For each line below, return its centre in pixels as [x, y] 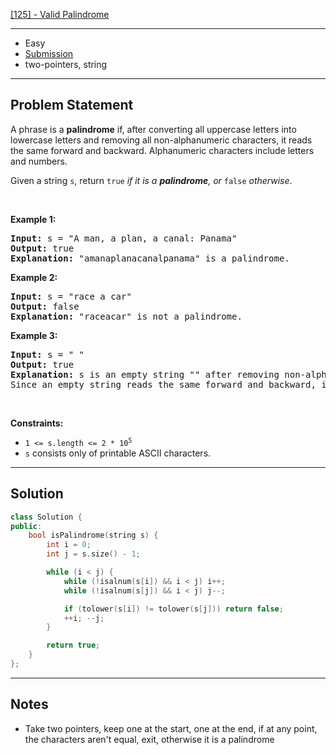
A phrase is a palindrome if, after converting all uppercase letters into [153, 129]
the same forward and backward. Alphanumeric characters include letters [162, 150]
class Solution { [46, 517]
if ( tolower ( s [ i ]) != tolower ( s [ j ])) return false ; [173, 609]
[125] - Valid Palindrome [60, 14]
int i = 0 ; [69, 545]
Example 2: [34, 277]
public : [26, 526]
